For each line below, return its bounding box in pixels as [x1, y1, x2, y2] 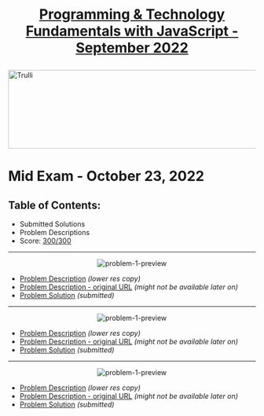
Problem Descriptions [19, 228, 90, 237]
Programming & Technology [38, 6, 225, 24]
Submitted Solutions [19, 219, 86, 229]
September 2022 [75, 39, 189, 57]
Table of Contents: [8, 198, 101, 212]
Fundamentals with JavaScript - [25, 22, 239, 40]
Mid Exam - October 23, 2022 [8, 168, 204, 186]
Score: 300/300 [19, 236, 72, 245]
